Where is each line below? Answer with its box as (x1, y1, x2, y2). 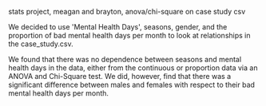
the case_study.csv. (8, 39, 73, 49)
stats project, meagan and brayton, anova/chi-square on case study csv (8, 7, 246, 16)
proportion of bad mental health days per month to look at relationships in (8, 31, 251, 40)
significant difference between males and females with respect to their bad (8, 80, 256, 89)
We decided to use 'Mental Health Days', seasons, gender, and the (8, 22, 228, 31)
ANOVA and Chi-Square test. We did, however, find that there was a (8, 72, 232, 80)
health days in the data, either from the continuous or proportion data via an (8, 63, 258, 73)
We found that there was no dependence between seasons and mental (8, 55, 242, 64)
